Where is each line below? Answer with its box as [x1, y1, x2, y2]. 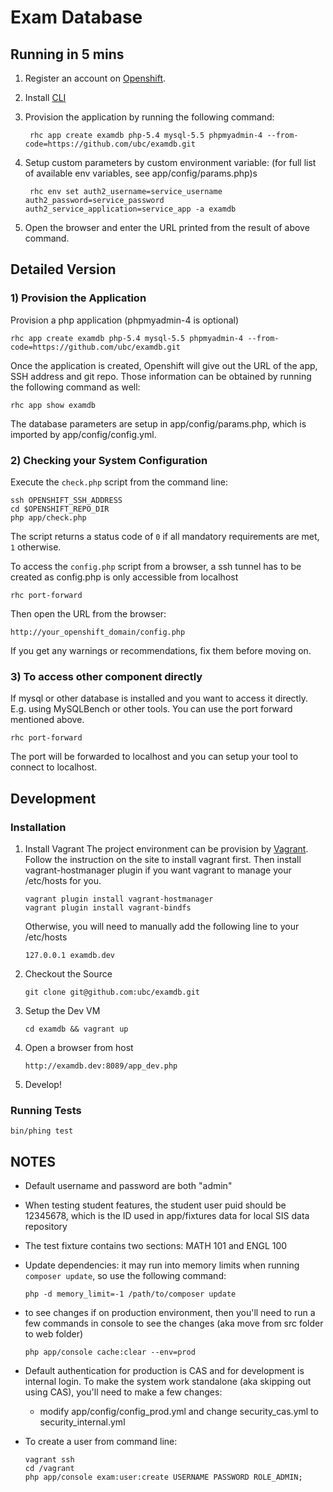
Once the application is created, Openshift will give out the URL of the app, [10, 359, 318, 371]
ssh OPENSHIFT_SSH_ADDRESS [10, 495, 123, 505]
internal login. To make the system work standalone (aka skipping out [24, 1376, 312, 1388]
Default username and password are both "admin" [24, 1180, 233, 1192]
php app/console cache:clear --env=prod [24, 1347, 196, 1358]
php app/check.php [10, 512, 87, 523]
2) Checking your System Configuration [10, 453, 208, 467]
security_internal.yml [39, 1416, 126, 1428]
